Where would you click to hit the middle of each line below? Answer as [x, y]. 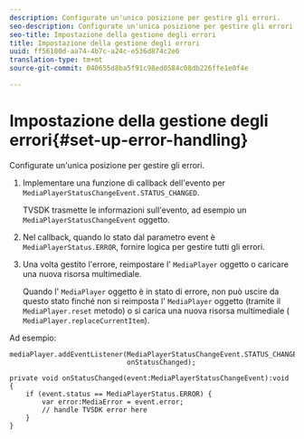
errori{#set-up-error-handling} [129, 140]
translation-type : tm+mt [56, 60]
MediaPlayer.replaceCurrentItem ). [86, 320]
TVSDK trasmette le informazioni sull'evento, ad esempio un [134, 210]
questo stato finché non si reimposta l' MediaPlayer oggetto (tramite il [152, 301]
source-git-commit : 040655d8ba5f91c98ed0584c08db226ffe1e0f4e [129, 69]
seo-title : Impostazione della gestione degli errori [113, 34]
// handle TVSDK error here [95, 410]
